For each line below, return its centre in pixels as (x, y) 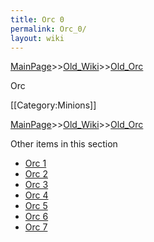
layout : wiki (37, 38)
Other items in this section (64, 144)
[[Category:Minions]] (53, 105)
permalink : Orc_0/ (48, 29)
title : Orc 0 (37, 19)
